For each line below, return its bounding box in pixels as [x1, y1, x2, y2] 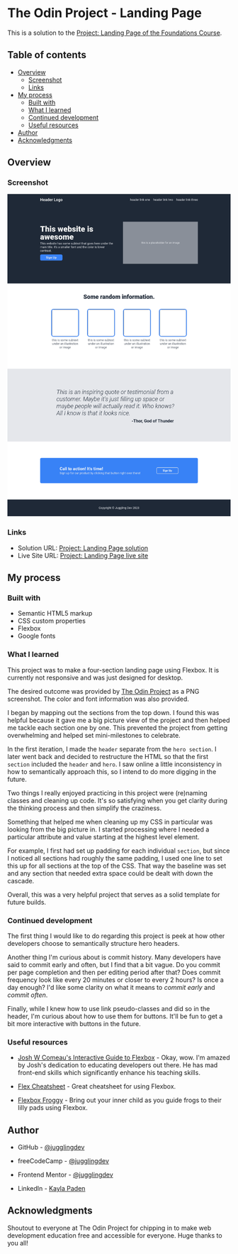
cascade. [7, 876, 35, 885]
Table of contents [7, 49, 86, 61]
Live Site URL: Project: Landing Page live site [17, 551, 149, 560]
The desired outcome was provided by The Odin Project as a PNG [7, 687, 200, 695]
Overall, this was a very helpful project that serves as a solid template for [7, 890, 220, 899]
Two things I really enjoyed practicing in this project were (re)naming [7, 788, 208, 797]
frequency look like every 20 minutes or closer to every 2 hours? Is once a [7, 975, 225, 984]
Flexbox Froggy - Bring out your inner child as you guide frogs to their [17, 1096, 222, 1105]
